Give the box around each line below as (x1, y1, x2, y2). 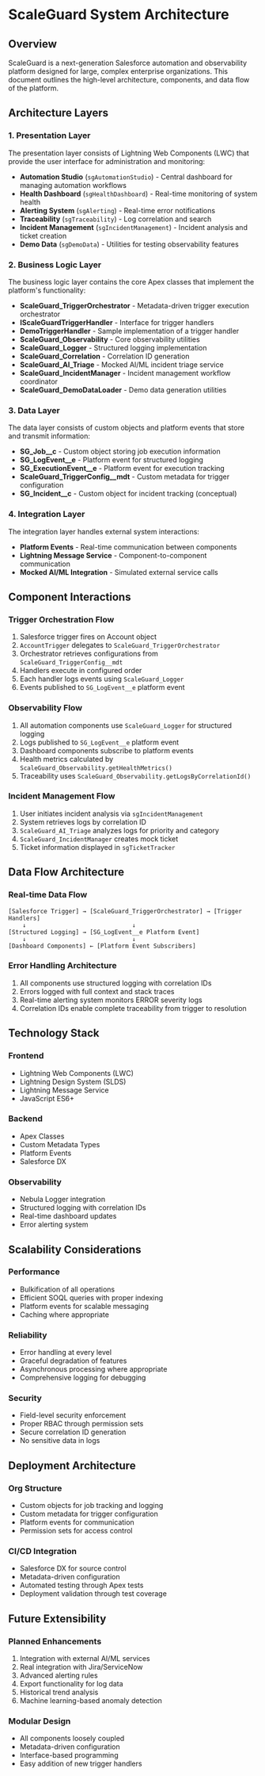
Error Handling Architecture (8, 960, 117, 971)
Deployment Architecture (8, 1459, 136, 1472)
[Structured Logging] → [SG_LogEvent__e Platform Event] (8, 928, 200, 936)
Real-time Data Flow (8, 890, 88, 901)
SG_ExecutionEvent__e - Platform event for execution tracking (19, 464, 225, 473)
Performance (8, 1266, 61, 1277)
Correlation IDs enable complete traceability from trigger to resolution (19, 1003, 247, 1012)
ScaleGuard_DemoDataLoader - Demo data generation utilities (19, 385, 227, 394)
